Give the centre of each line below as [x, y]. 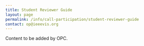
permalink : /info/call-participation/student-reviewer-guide [72, 19]
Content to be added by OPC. [37, 38]
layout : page [19, 15]
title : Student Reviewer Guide [39, 10]
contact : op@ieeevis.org [32, 24]
